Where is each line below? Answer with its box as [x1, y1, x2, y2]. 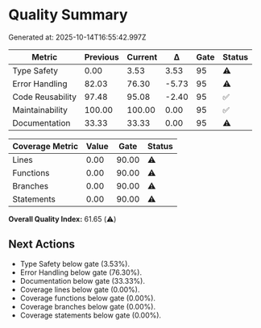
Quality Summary [8, 6, 128, 24]
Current [126, 51, 158, 62]
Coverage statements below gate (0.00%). [19, 310, 162, 320]
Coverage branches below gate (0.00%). [19, 301, 155, 311]
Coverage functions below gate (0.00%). [19, 293, 155, 303]
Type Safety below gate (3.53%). [19, 259, 130, 268]
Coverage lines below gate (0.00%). [19, 284, 140, 294]
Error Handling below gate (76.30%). [19, 268, 143, 277]
